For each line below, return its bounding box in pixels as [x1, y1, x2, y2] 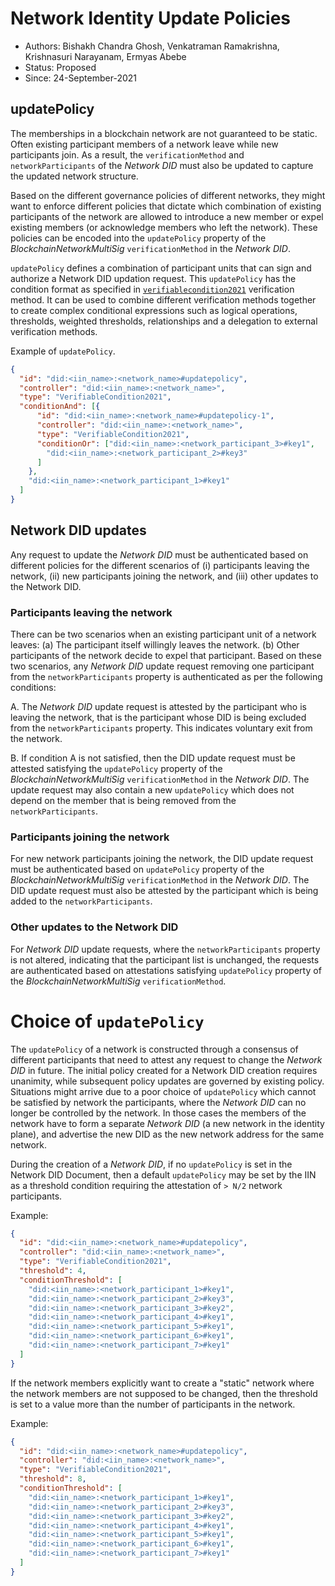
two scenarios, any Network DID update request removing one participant [10, 660, 315, 672]
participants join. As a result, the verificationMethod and [10, 148, 245, 161]
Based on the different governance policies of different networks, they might [10, 189, 326, 201]
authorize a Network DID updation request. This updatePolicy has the [10, 272, 297, 284]
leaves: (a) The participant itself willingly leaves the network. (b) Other [10, 638, 300, 651]
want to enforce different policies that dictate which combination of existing [10, 200, 322, 212]
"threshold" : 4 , [19, 1266, 87, 1276]
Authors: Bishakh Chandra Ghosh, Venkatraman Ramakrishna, [24, 40, 280, 52]
